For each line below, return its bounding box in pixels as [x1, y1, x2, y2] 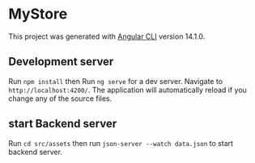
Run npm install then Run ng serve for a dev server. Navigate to [8, 76, 223, 86]
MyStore [8, 5, 68, 23]
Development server [8, 55, 114, 69]
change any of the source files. [8, 94, 113, 103]
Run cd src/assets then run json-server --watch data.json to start [8, 138, 233, 148]
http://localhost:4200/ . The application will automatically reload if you [8, 85, 247, 94]
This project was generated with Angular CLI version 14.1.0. [8, 31, 206, 41]
